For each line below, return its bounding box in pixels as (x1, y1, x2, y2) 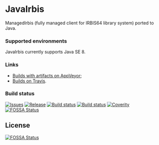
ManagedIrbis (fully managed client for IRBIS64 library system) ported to (5, 20, 154, 26)
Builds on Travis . (12, 78, 47, 84)
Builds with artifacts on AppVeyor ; (12, 72, 82, 78)
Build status (5, 90, 35, 97)
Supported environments (5, 37, 67, 44)
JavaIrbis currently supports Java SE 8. (5, 49, 86, 55)
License (5, 121, 30, 130)
